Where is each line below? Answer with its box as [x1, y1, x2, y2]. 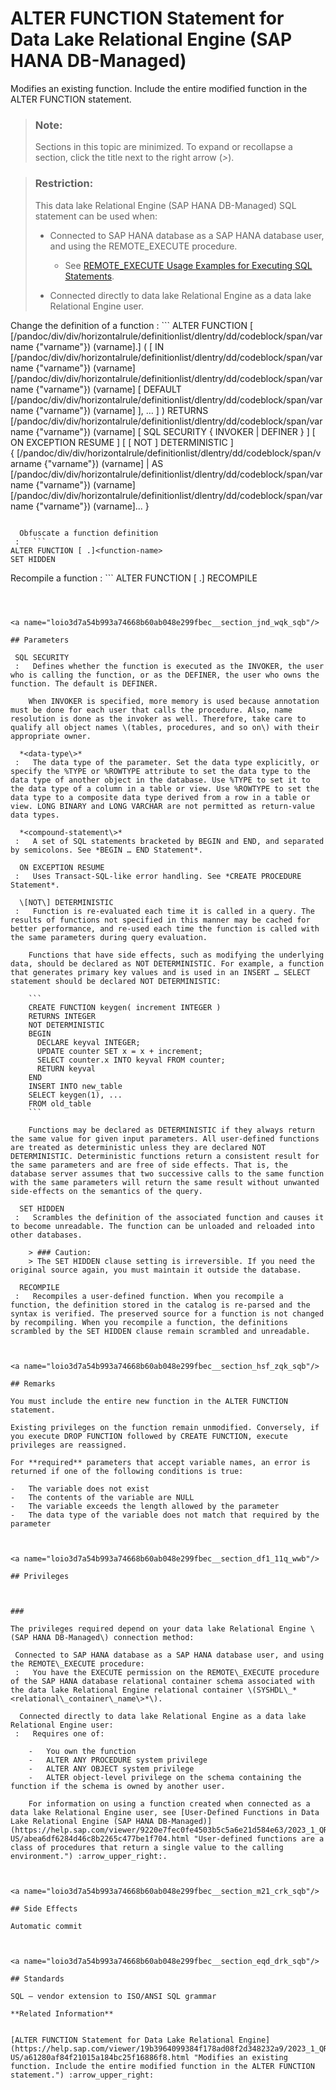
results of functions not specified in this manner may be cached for [10, 915, 311, 925]
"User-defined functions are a [193, 1833, 325, 1844]
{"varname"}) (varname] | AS [43, 457, 164, 469]
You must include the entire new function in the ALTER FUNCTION [10, 1396, 288, 1406]
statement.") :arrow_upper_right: [10, 2070, 155, 2080]
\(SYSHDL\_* [247, 1685, 298, 1695]
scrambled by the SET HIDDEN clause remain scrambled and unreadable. [10, 1326, 311, 1336]
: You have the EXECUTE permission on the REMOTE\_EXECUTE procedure [14, 1667, 320, 1677]
